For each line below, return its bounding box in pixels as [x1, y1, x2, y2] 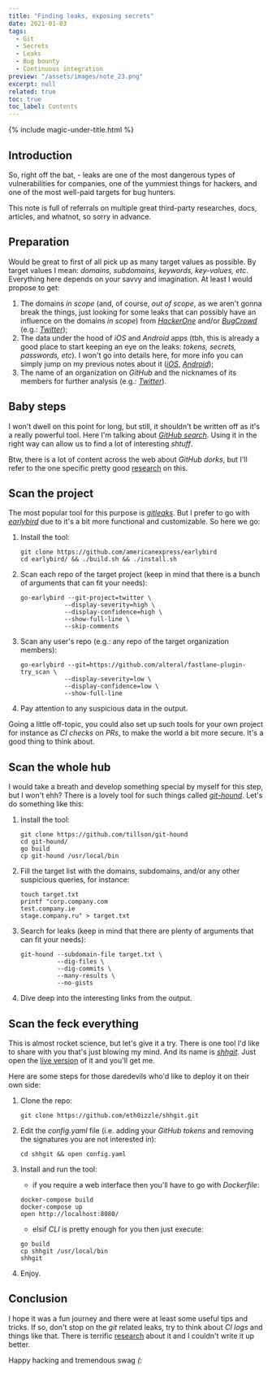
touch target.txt [19, 891, 80, 899]
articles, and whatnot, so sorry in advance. [8, 211, 152, 221]
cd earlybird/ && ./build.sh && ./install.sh [19, 555, 177, 563]
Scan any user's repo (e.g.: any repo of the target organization [19, 637, 230, 646]
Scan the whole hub [8, 760, 111, 774]
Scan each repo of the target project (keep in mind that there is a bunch [19, 570, 261, 580]
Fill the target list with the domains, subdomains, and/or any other [19, 867, 240, 876]
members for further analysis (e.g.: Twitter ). [19, 376, 167, 386]
